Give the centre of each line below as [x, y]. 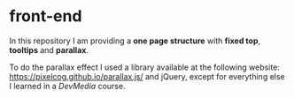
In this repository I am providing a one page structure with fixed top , [135, 41]
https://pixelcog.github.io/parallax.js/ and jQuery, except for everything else [147, 76]
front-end [46, 16]
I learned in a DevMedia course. [67, 86]
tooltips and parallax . [49, 49]
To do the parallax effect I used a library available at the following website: [145, 67]
